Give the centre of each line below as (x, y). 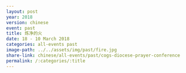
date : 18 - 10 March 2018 (38, 39)
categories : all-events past (42, 45)
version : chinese (27, 22)
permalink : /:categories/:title (46, 61)
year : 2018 (19, 17)
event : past (21, 28)
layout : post (22, 11)
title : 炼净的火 (24, 34)
